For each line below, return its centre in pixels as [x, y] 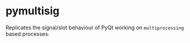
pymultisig [33, 11]
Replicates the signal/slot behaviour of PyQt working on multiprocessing [95, 27]
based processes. [28, 33]
